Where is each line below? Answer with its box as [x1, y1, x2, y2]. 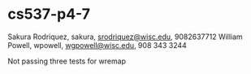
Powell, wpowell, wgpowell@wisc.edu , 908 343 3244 [7, 40, 188, 50]
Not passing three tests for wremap [7, 56, 127, 66]
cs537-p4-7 [7, 5, 91, 24]
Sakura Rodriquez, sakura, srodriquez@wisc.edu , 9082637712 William [7, 32, 243, 41]
